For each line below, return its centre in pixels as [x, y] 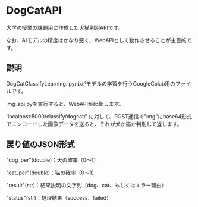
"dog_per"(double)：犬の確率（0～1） [53, 160]
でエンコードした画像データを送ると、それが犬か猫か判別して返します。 [94, 124]
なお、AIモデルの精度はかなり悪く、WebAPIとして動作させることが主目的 [96, 40]
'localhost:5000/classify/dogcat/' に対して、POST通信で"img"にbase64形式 [99, 116]
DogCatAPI [34, 10]
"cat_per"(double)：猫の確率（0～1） [52, 172]
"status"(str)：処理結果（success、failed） [59, 197]
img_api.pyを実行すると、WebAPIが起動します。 [65, 103]
